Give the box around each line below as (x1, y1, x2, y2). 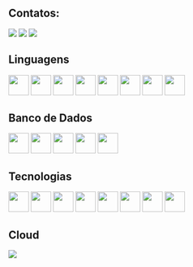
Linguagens (8, 53, 70, 67)
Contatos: (8, 7, 60, 20)
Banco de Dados (8, 112, 93, 125)
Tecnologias (8, 169, 72, 183)
